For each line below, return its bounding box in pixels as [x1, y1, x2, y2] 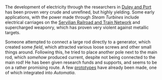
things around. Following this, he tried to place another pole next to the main [5, 49, 158, 55]
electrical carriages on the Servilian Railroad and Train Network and [5, 19, 141, 25]
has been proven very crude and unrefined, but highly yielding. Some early [5, 9, 155, 15]
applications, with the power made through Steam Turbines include [5, 14, 139, 20]
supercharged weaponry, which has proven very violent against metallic [5, 25, 149, 30]
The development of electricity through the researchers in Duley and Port [5, 4, 152, 10]
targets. [5, 30, 21, 35]
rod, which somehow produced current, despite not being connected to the [5, 54, 156, 60]
